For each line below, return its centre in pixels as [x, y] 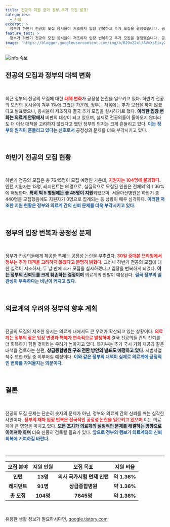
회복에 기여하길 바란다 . [27, 438]
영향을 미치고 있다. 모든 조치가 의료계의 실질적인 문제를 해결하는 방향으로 [91, 426]
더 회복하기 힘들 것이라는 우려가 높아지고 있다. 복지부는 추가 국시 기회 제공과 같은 [85, 344]
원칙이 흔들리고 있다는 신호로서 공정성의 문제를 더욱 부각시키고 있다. [81, 130]
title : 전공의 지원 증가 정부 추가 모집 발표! [47, 10]
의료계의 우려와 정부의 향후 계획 [51, 309]
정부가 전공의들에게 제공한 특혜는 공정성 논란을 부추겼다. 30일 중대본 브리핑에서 [83, 256]
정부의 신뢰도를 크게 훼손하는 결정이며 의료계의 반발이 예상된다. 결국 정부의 [83, 275]
